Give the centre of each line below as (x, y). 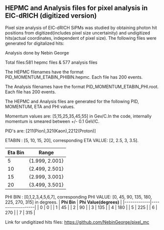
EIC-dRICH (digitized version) (51, 16)
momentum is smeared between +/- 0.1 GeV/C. (52, 121)
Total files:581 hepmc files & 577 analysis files (51, 62)
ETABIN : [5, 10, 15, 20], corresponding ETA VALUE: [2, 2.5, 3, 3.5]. (72, 140)
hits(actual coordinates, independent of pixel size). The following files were (81, 38)
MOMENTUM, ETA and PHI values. (40, 106)
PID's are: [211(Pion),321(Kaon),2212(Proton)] (51, 131)
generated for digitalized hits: (35, 43)
